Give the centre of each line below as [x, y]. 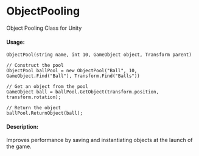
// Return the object [34, 108]
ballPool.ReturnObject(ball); [45, 114]
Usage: [16, 42]
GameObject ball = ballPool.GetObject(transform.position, [83, 92]
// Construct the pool [35, 66]
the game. [19, 146]
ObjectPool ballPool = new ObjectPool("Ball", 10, [72, 71]
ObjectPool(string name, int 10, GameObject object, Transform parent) [99, 55]
